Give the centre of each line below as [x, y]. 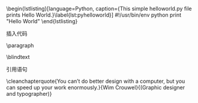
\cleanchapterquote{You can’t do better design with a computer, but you [96, 81]
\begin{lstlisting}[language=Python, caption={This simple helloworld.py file [99, 9]
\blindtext [18, 57]
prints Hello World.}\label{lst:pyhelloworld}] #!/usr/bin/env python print [94, 15]
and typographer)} [29, 94]
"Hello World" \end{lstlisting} [42, 21]
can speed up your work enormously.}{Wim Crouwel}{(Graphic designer [95, 88]
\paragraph [20, 45]
